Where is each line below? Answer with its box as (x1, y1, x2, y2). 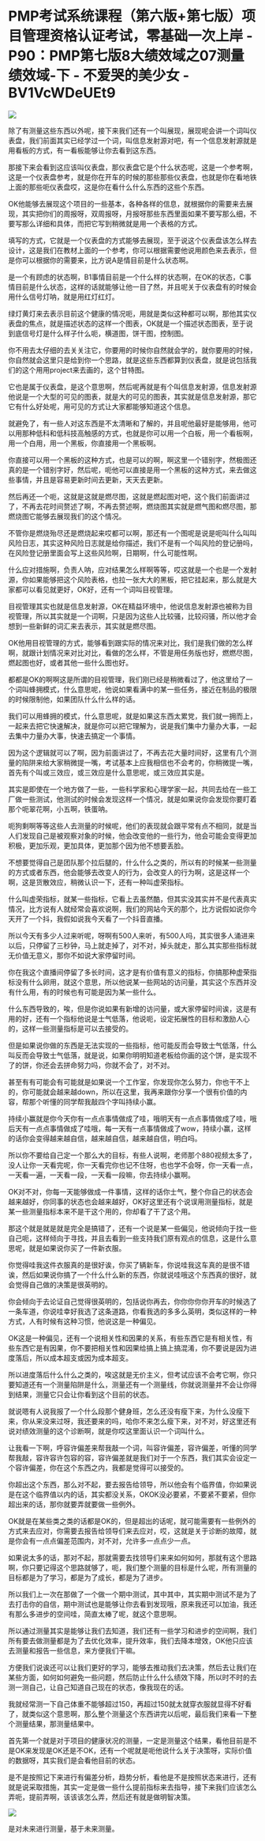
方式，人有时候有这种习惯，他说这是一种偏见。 (8, 1316, 160, 1326)
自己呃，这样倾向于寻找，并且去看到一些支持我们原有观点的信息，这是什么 (8, 1233, 250, 1243)
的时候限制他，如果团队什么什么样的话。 (8, 694, 140, 704)
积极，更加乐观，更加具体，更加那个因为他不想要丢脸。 (8, 840, 188, 850)
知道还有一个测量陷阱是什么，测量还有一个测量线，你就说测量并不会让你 (14, 1380, 250, 1389)
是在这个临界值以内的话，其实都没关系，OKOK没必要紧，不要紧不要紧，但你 (8, 1489, 256, 1499)
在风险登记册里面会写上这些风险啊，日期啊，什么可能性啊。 (8, 547, 202, 558)
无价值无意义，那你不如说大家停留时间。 (8, 950, 140, 960)
